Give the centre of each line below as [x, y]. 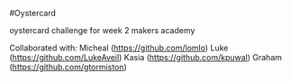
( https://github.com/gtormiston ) [68, 67]
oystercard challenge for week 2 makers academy [102, 30]
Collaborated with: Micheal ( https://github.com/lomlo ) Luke [119, 48]
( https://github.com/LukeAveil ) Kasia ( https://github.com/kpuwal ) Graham [145, 57]
